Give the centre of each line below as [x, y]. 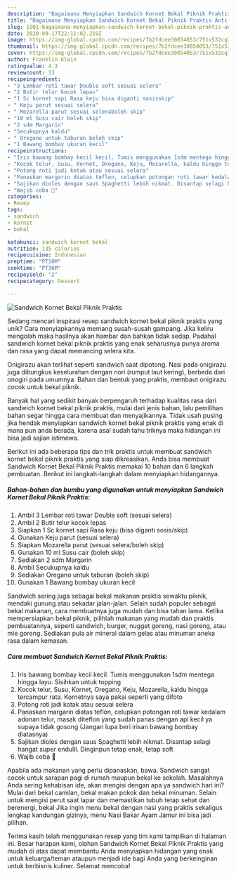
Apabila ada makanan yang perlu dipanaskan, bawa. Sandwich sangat [109, 770]
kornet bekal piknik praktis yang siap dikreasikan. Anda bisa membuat [108, 459]
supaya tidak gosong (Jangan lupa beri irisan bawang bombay [108, 726]
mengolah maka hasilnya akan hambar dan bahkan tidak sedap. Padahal [112, 336]
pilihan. [18, 822]
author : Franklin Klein [42, 60]
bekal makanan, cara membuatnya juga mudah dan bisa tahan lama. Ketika [116, 610]
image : [17, 40]
